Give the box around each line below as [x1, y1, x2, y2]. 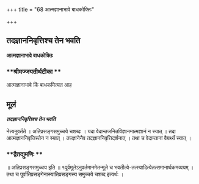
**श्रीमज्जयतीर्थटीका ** [6, 67, 62, 76]
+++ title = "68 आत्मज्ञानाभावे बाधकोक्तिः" [6, 6, 95, 13]
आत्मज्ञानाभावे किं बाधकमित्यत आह [6, 81, 72, 88]
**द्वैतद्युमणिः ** [6, 150, 43, 158]
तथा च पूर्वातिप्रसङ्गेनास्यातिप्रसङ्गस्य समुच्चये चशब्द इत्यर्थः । [6, 171, 124, 178]
